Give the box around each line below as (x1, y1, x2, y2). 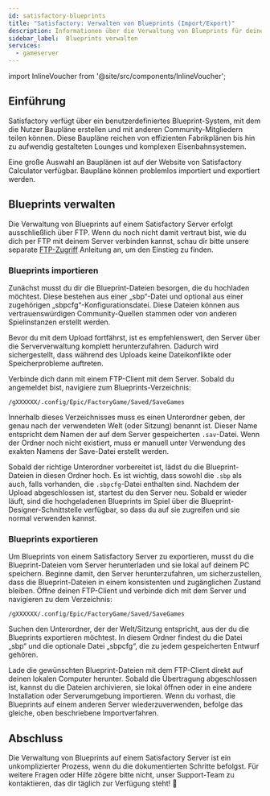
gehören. (8, 650, 39, 660)
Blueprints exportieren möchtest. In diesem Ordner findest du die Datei (8, 633, 243, 642)
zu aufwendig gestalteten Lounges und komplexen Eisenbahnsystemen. (8, 142, 247, 151)
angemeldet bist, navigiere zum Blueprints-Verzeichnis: (8, 382, 191, 392)
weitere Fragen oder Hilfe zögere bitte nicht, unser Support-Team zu (8, 770, 235, 780)
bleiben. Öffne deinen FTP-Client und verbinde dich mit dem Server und (8, 586, 247, 596)
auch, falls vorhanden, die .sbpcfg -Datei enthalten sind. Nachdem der (8, 479, 239, 489)
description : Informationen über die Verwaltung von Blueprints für (8, 27, 243, 35)
